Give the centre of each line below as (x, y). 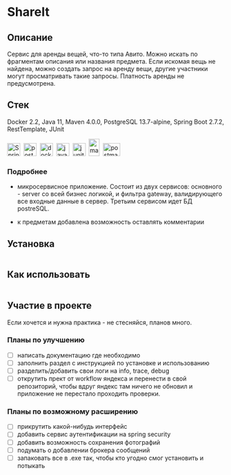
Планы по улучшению (46, 340)
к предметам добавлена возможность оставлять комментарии (111, 222)
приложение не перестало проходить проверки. (89, 394)
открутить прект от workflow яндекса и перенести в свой (102, 379)
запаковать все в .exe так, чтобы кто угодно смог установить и (110, 458)
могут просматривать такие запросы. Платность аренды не (96, 76)
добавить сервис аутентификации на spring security (94, 434)
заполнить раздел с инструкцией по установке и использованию (113, 362)
